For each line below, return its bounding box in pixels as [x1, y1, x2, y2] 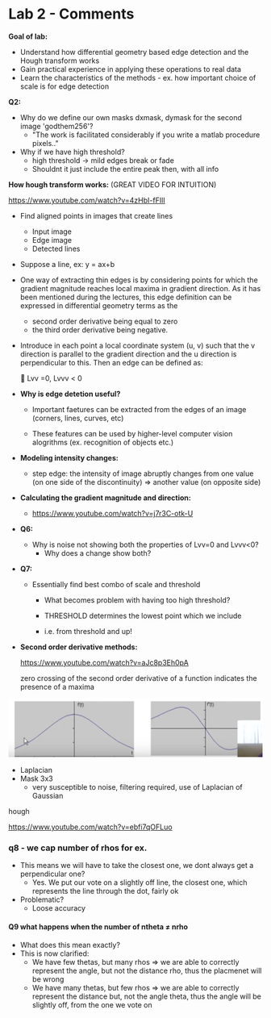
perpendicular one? [19, 869, 85, 879]
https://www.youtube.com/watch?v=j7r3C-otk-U [31, 508, 194, 518]
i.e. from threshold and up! [44, 626, 133, 636]
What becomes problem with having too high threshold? [44, 595, 231, 605]
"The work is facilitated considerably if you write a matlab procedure [31, 130, 261, 140]
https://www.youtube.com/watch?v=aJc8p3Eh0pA [19, 657, 190, 667]
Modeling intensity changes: [19, 453, 119, 462]
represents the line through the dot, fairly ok [31, 887, 179, 896]
